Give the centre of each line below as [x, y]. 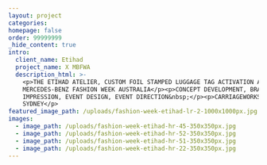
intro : [19, 52]
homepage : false [35, 30]
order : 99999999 [35, 38]
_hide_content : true [43, 45]
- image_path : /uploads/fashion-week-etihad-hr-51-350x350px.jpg [126, 141]
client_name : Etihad [49, 60]
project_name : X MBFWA [53, 67]
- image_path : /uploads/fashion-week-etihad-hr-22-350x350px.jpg [126, 148]
